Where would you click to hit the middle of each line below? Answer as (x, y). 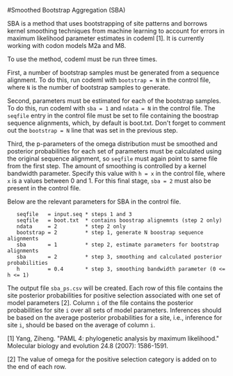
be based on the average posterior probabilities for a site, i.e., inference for (115, 318)
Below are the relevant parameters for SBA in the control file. (94, 202)
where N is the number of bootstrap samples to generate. (89, 87)
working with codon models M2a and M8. (67, 46)
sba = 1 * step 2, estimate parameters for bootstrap (118, 245)
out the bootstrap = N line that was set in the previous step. (93, 130)
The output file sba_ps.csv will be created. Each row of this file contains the (115, 288)
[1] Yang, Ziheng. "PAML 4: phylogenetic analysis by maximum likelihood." (113, 338)
